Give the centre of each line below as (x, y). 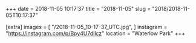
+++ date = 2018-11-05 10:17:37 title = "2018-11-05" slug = (78, 9)
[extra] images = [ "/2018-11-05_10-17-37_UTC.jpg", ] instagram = (87, 27)
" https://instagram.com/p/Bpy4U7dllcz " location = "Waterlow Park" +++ (96, 33)
